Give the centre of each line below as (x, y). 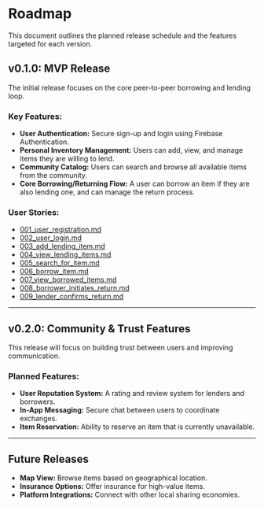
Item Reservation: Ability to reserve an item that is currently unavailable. (137, 427)
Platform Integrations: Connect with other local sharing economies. (130, 495)
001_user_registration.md (60, 230)
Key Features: (35, 117)
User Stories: (34, 212)
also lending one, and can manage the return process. (107, 192)
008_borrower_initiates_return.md (74, 288)
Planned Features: (44, 376)
